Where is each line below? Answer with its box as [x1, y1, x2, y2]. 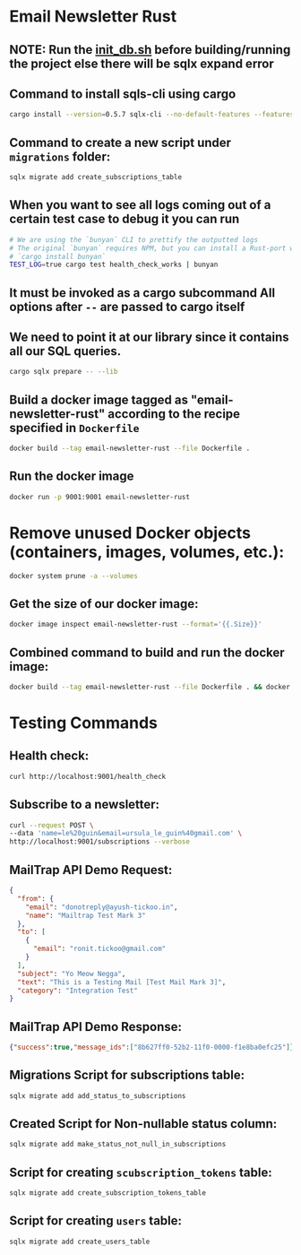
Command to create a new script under [9, 134, 231, 150]
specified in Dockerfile [9, 420, 140, 436]
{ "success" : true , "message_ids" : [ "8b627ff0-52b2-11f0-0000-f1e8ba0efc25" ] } [9, 1043, 295, 1052]
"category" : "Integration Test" [17, 986, 139, 995]
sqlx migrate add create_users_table [9, 1237, 150, 1246]
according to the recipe [107, 406, 240, 421]
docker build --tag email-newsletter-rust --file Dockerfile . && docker [9, 683, 291, 692]
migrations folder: [9, 149, 111, 164]
